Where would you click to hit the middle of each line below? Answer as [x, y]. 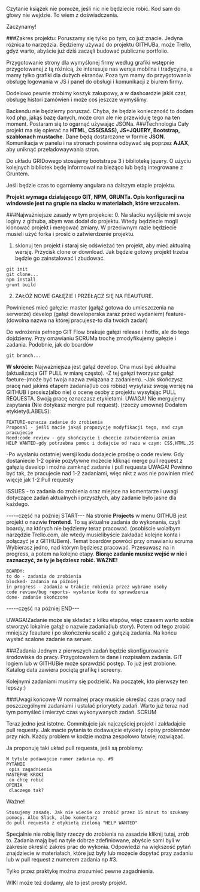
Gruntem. [18, 174]
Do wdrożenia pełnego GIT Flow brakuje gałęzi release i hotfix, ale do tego [98, 332]
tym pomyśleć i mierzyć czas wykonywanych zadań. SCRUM [81, 712]
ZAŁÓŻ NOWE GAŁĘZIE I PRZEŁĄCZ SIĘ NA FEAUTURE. [84, 296]
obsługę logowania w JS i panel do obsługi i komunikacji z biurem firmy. [95, 81]
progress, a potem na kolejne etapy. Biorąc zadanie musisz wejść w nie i [97, 554]
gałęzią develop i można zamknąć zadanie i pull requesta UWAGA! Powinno [99, 467]
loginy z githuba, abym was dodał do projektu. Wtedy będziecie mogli [92, 221]
